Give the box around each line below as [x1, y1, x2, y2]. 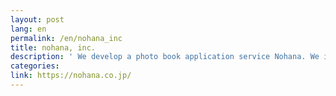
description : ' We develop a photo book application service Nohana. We [10, 52, 320, 62]
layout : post [10, 14, 65, 25]
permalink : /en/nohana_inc [10, 33, 123, 43]
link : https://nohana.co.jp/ [10, 71, 132, 81]
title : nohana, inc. [10, 42, 97, 53]
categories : [10, 61, 60, 71]
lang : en [10, 24, 47, 34]
